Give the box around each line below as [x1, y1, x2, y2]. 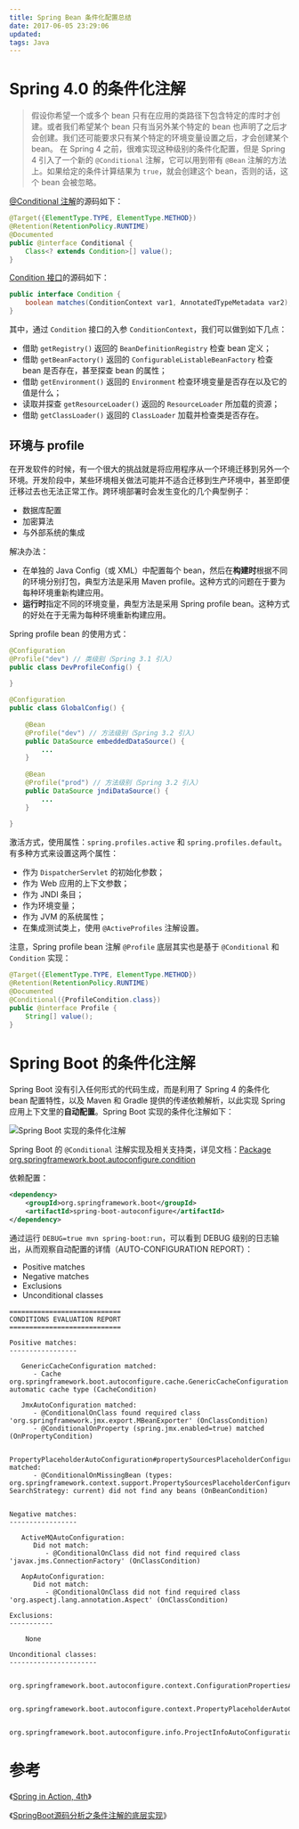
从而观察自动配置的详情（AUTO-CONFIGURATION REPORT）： [24, 1244, 254, 1254]
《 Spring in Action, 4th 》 [9, 1791, 92, 1801]
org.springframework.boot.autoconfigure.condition [9, 1155, 196, 1165]
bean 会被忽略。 [41, 177, 101, 188]
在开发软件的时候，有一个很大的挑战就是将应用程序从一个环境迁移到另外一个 [9, 463, 290, 474]
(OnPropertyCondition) [9, 1432, 93, 1441]
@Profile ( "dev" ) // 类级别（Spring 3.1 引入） [9, 654, 176, 664]
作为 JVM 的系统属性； [21, 911, 107, 922]
